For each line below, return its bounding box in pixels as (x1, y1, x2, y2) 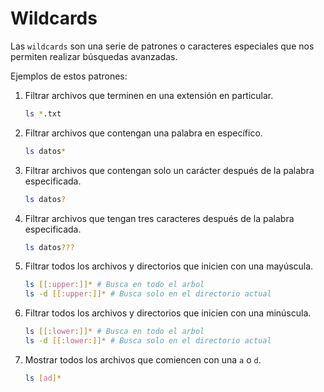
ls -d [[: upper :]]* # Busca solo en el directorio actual (24, 289, 272, 299)
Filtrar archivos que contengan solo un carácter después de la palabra (24, 164, 315, 176)
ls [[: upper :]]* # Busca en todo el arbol (24, 280, 205, 290)
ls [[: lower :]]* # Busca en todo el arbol (24, 327, 205, 337)
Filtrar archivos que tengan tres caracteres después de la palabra (24, 212, 295, 224)
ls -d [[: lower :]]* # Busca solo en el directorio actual (24, 336, 272, 346)
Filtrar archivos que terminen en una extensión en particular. (24, 89, 274, 101)
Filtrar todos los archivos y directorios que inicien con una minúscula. (24, 307, 312, 319)
